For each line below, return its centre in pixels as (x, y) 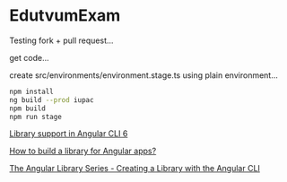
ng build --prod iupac (52, 100)
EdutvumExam (65, 16)
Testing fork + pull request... (61, 40)
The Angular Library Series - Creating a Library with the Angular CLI (135, 169)
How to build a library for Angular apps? (83, 151)
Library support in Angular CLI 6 (69, 134)
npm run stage (36, 117)
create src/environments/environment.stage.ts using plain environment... (143, 75)
